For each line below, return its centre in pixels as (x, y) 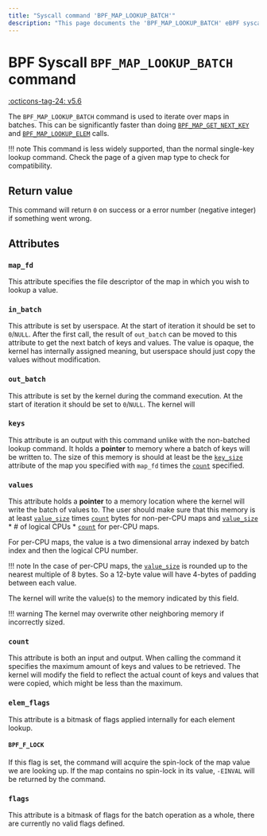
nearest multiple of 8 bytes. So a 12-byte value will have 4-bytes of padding (132, 574)
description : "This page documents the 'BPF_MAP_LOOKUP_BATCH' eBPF (124, 23)
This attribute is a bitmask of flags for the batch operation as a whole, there (132, 815)
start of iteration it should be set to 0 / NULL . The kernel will (102, 404)
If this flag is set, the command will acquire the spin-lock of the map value (129, 762)
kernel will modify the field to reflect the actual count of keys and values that (133, 675)
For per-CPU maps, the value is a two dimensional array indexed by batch (129, 542)
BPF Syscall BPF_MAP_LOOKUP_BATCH (120, 62)
